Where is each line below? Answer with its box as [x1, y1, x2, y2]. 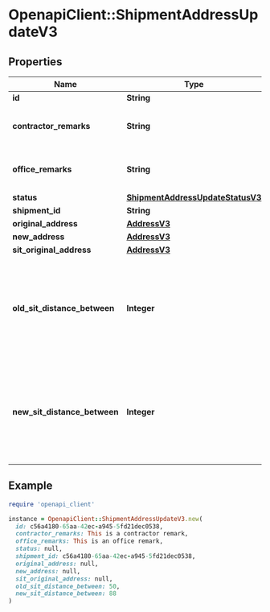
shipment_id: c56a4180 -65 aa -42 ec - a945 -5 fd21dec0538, [15, 552, 196, 560]
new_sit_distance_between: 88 [15, 589, 117, 598]
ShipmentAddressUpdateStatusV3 [126, 192, 262, 203]
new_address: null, [15, 567, 81, 575]
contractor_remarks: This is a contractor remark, [15, 530, 189, 538]
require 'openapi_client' [8, 500, 95, 508]
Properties [8, 55, 63, 68]
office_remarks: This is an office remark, [15, 537, 163, 545]
